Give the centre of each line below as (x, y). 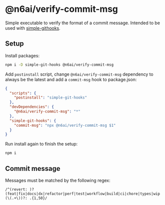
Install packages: (22, 55)
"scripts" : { (23, 93)
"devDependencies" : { (32, 107)
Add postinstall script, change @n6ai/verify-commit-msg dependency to (79, 74)
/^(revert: (16, 189)
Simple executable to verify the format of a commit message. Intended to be (83, 23)
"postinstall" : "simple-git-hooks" (51, 98)
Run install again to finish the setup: (41, 144)
